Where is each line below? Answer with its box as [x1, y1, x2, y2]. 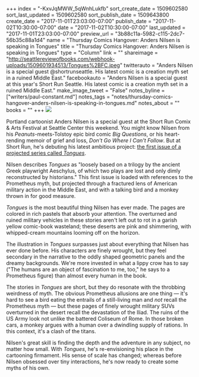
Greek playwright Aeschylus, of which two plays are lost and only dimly [6, 167, 181, 174]
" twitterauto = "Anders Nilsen [119, 62, 193, 69]
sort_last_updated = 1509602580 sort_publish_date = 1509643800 [6, 11, 169, 18]
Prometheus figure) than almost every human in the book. [6, 272, 147, 279]
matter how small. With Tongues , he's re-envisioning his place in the [6, 346, 173, 352]
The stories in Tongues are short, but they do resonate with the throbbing [6, 284, 186, 290]
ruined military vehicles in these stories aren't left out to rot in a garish [6, 216, 178, 223]
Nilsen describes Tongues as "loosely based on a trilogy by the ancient [6, 161, 180, 168]
